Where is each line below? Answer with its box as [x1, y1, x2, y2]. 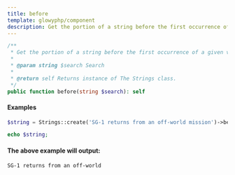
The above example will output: [7, 146, 101, 155]
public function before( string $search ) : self [7, 88, 145, 95]
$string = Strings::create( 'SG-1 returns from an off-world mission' [7, 118, 215, 126]
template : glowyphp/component [7, 17, 96, 24]
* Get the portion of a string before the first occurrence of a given [10, 49, 224, 56]
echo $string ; [7, 131, 49, 139]
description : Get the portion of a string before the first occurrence [7, 23, 220, 30]
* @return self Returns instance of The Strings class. [10, 75, 177, 82]
